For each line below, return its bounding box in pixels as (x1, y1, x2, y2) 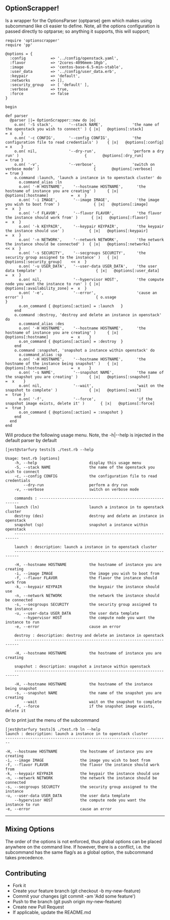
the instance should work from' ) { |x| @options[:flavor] (5, 215, 148, 220)
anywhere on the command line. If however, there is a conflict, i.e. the (5, 844, 151, 850)
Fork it (12, 883, 26, 889)
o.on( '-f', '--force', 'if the (18, 397, 153, 402)
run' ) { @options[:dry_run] (5, 153, 144, 158)
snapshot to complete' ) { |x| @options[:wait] (5, 387, 142, 392)
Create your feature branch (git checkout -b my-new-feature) (12, 888, 141, 894)
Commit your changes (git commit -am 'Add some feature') (12, 893, 136, 899)
